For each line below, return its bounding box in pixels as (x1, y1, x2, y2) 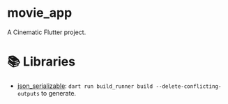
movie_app (7, 5, 73, 21)
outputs (17, 90, 40, 97)
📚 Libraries (7, 54, 75, 70)
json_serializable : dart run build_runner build (17, 82, 153, 90)
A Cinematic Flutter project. (7, 28, 86, 36)
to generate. (40, 89, 77, 97)
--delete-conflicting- (155, 82, 222, 90)
